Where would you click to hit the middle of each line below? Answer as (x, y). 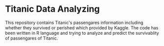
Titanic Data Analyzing (52, 9)
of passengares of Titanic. (32, 38)
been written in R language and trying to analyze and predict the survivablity (82, 33)
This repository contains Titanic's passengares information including (74, 23)
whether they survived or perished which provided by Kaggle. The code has (82, 27)
